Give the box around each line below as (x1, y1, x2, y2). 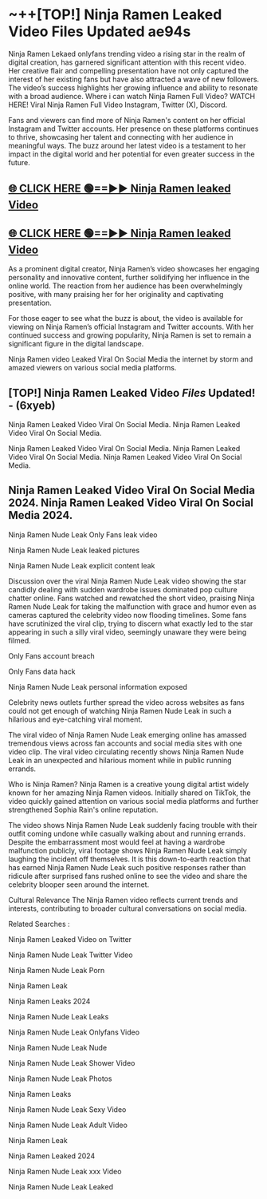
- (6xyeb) (8, 398, 56, 412)
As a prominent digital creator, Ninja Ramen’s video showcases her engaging (8, 264, 260, 274)
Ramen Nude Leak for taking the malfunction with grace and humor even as (8, 601, 257, 611)
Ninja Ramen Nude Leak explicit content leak (8, 560, 155, 570)
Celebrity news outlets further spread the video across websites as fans (8, 697, 245, 707)
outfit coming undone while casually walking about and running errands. (8, 829, 245, 838)
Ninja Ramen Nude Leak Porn (8, 965, 105, 975)
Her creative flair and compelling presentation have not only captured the (8, 65, 249, 75)
